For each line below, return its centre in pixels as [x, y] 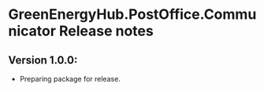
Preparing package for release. [70, 79]
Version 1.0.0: [43, 60]
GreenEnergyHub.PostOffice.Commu [132, 15]
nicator [32, 31]
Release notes [106, 31]
